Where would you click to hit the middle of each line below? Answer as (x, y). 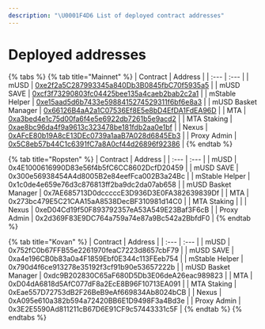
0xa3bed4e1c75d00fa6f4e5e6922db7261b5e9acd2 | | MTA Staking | (120, 119)
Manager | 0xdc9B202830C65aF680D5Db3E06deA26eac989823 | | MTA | (131, 275)
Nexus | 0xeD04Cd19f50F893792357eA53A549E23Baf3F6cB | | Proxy (123, 210)
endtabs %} (28, 317)
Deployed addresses (77, 54)
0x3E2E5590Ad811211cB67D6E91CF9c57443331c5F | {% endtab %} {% (125, 308)
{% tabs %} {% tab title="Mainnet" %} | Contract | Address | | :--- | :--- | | (129, 77)
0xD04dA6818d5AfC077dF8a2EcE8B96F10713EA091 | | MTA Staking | (123, 284)
